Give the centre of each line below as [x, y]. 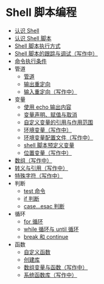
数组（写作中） [33, 160]
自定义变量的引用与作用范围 [58, 122]
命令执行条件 [30, 61]
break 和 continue [46, 236]
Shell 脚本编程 [41, 13]
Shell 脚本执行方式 [37, 46]
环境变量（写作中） [48, 129]
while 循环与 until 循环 [51, 229]
